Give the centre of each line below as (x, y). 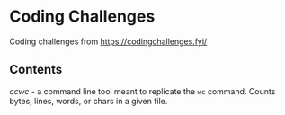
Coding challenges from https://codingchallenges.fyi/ (108, 41)
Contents (36, 70)
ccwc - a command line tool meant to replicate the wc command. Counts (142, 91)
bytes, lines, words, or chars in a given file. (89, 101)
